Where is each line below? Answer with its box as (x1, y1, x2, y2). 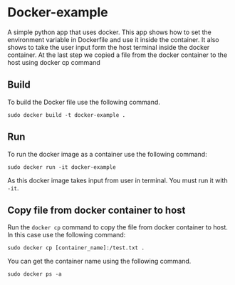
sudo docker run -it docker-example (7, 163, 116, 171)
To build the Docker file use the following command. (7, 98, 160, 106)
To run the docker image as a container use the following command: (7, 150, 208, 158)
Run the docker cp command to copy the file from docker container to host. (7, 223, 228, 232)
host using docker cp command (7, 58, 101, 66)
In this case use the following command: (7, 231, 126, 239)
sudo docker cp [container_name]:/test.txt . (7, 244, 145, 252)
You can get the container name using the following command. (7, 257, 192, 266)
